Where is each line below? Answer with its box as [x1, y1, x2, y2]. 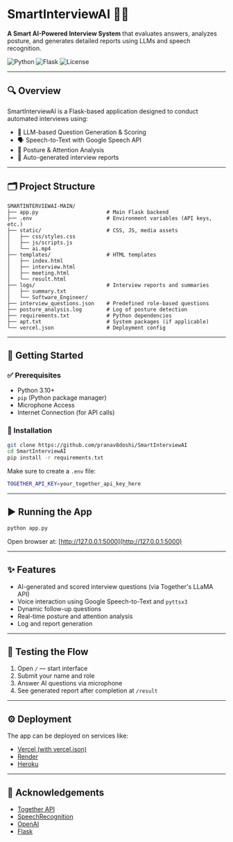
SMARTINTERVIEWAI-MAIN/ [7, 202, 76, 209]
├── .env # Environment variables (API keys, [7, 215, 213, 222]
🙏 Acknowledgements [7, 786, 105, 798]
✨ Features [7, 564, 56, 576]
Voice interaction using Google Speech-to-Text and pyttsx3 [17, 597, 188, 606]
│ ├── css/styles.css [7, 233, 76, 240]
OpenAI [17, 820, 40, 828]
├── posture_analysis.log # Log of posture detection [7, 306, 188, 313]
